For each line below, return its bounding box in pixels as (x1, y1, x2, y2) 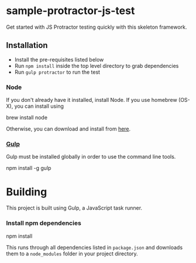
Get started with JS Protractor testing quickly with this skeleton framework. (6, 23, 187, 30)
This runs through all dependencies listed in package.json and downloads (6, 244, 183, 251)
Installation (6, 40, 48, 50)
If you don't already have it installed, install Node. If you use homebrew (6, 97, 177, 104)
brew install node (6, 114, 48, 121)
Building (6, 185, 47, 199)
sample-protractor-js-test (6, 4, 135, 18)
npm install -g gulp (6, 165, 51, 172)
